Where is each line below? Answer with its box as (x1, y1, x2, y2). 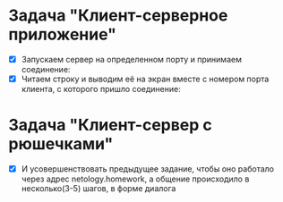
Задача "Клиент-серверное (8, 5, 228, 26)
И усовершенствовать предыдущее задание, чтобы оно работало (21, 164, 275, 174)
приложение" (8, 24, 117, 45)
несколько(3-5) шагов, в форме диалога (21, 183, 176, 194)
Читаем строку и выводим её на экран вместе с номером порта (21, 73, 270, 84)
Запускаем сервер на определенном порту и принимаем (21, 54, 243, 64)
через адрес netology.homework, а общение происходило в (21, 173, 250, 184)
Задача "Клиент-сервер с (8, 115, 212, 135)
